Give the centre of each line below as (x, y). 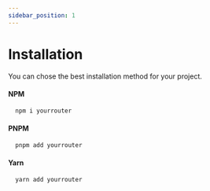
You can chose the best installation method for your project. (105, 76)
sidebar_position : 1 (42, 15)
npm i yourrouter (44, 111)
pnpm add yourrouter (49, 145)
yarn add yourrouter (49, 179)
